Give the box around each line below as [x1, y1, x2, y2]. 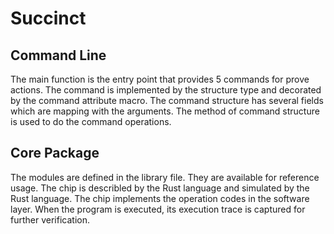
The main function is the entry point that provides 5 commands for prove [10, 73, 310, 85]
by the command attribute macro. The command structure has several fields [10, 95, 324, 106]
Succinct [10, 7, 87, 30]
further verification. [10, 213, 90, 226]
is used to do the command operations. [10, 116, 172, 127]
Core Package [10, 145, 100, 162]
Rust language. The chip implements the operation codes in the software [10, 192, 310, 204]
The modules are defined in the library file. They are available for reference [10, 171, 320, 183]
